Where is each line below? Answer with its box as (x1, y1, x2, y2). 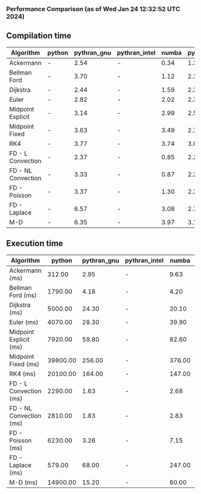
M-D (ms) (9, 478, 38, 486)
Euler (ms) (9, 318, 39, 326)
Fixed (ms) (9, 360, 40, 368)
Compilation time (6, 31, 72, 41)
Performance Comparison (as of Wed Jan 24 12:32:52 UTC (6, 5, 181, 13)
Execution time (6, 238, 63, 248)
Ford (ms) (9, 291, 37, 299)
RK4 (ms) (9, 369, 36, 378)
